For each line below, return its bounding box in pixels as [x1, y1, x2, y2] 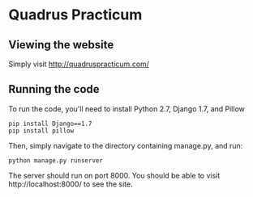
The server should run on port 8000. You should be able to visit [8, 170, 221, 180]
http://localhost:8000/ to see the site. [8, 179, 133, 189]
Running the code [8, 82, 100, 96]
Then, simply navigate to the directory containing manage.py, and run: [8, 140, 243, 150]
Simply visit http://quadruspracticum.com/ [8, 59, 150, 69]
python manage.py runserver [8, 156, 104, 165]
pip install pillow [8, 127, 75, 135]
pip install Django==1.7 [8, 119, 92, 128]
